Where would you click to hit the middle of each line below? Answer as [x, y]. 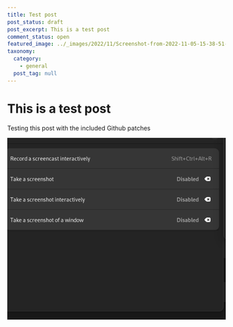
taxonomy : [21, 51]
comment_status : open [38, 37]
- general [34, 66]
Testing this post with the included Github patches [79, 128]
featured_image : [31, 44]
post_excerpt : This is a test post [59, 29]
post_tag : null [35, 73]
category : [27, 59]
